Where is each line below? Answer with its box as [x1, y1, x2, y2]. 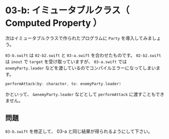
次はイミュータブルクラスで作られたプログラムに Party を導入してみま [5, 35, 152, 41]
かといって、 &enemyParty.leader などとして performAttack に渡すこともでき [5, 91, 165, 97]
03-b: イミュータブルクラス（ [5, 5, 130, 16]
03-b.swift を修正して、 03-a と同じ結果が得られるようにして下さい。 [5, 128, 153, 134]
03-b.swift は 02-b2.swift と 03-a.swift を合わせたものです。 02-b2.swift [5, 52, 161, 58]
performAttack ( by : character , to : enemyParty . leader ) [5, 81, 122, 86]
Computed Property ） [5, 17, 103, 29]
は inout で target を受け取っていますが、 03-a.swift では [5, 58, 127, 64]
